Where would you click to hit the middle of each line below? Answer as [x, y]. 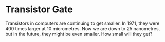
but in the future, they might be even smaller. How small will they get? [79, 34]
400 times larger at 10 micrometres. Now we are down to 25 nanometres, [83, 28]
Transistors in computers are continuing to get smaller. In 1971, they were [82, 23]
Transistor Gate [39, 9]
